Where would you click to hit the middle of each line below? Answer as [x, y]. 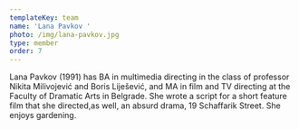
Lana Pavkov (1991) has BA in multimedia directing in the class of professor [149, 77]
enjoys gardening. [43, 115]
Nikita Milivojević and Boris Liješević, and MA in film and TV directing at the [150, 87]
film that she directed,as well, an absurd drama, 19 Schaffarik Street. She [145, 106]
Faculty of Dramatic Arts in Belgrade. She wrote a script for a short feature [148, 97]
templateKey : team [44, 18]
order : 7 [26, 51]
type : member [34, 43]
